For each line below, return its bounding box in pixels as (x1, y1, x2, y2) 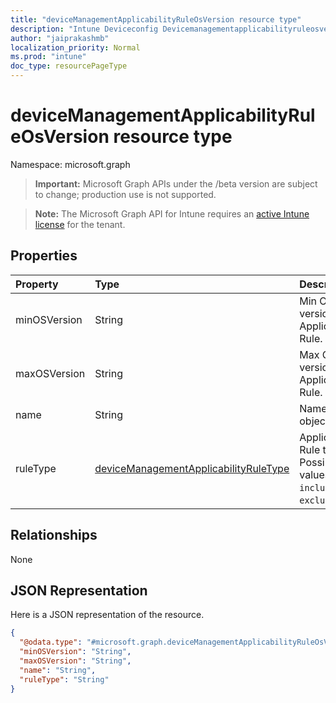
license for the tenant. (34, 218, 126, 230)
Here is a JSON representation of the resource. (10, 609, 205, 621)
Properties (10, 247, 78, 265)
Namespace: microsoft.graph (10, 158, 131, 170)
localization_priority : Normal (10, 42, 141, 53)
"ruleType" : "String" (19, 674, 110, 685)
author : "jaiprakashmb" (10, 33, 110, 43)
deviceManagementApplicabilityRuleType (94, 461, 290, 475)
